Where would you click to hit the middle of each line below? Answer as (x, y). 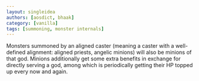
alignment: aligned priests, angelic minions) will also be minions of (109, 53)
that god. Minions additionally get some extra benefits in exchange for (93, 59)
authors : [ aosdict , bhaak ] (40, 18)
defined (16, 53)
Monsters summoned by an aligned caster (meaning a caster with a (90, 46)
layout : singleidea (31, 12)
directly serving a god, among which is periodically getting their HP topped (100, 65)
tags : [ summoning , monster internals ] (55, 29)
